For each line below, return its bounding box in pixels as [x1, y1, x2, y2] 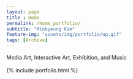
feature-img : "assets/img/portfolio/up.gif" [6, 32, 122, 38]
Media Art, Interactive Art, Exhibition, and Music [6, 54, 127, 61]
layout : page [6, 9, 40, 15]
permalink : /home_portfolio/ [6, 20, 81, 26]
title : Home [6, 15, 40, 21]
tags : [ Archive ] [6, 37, 48, 43]
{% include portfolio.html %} [6, 67, 78, 74]
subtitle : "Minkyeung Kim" [6, 26, 75, 32]
